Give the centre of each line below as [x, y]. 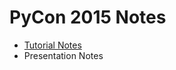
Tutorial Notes [52, 45]
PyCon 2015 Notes [88, 17]
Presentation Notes [63, 55]
